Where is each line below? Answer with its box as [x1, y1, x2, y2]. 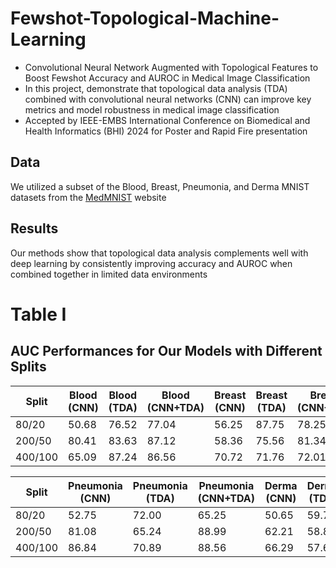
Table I [10, 303, 67, 326]
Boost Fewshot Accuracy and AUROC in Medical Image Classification [24, 72, 311, 84]
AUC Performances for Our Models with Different [10, 343, 323, 360]
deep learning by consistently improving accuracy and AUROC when [10, 257, 293, 269]
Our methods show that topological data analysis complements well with [10, 247, 309, 259]
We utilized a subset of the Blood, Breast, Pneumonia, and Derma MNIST [10, 180, 310, 192]
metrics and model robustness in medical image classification [24, 103, 280, 116]
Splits [10, 358, 47, 376]
